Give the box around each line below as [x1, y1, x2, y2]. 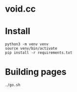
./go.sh [5, 83, 21, 88]
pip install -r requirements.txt [5, 50, 73, 55]
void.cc [5, 3, 36, 15]
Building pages [5, 67, 67, 77]
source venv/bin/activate [5, 46, 57, 51]
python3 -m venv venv [5, 42, 49, 47]
